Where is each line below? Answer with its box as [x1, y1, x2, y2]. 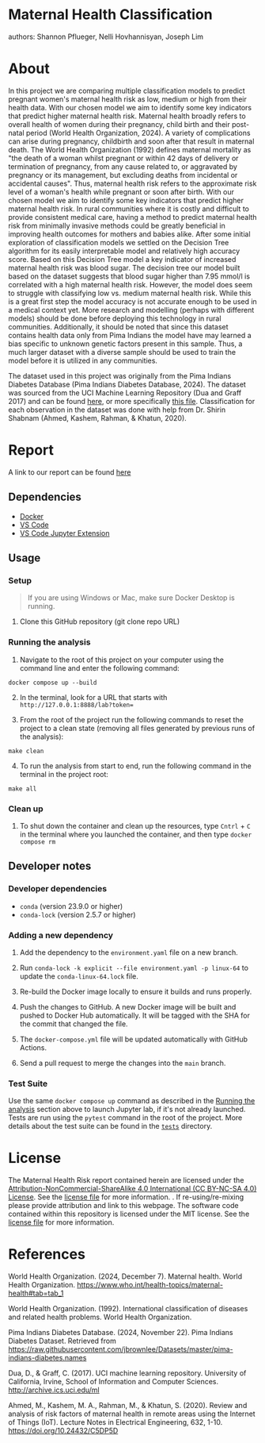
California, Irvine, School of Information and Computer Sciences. [8, 1377, 219, 1387]
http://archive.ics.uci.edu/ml [8, 1385, 100, 1395]
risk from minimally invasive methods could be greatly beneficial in [8, 221, 225, 230]
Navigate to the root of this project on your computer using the [19, 655, 224, 664]
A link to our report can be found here [8, 467, 131, 477]
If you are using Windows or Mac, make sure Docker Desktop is [27, 593, 235, 602]
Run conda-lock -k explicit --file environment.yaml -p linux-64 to [19, 963, 249, 972]
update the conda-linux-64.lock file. [19, 971, 138, 981]
